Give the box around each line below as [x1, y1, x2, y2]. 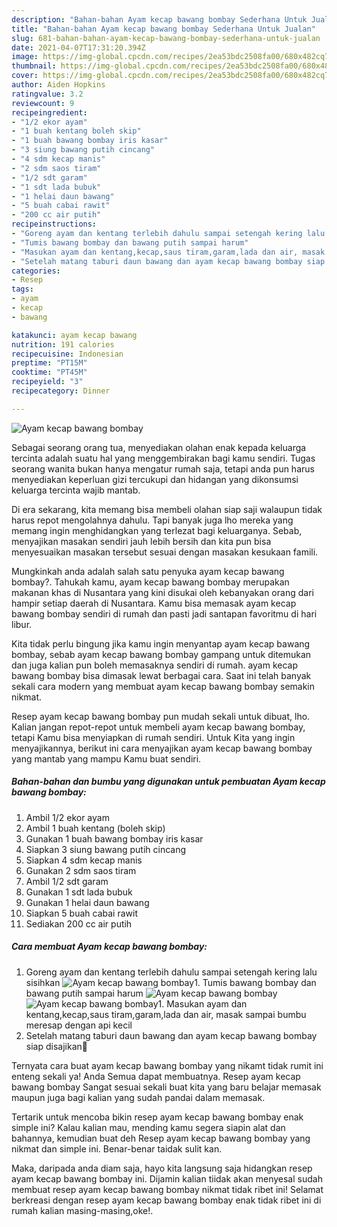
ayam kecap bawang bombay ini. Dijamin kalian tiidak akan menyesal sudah [11, 1172, 323, 1185]
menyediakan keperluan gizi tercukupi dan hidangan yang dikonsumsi [11, 473, 299, 485]
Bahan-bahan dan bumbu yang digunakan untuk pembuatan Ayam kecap [11, 776, 326, 788]
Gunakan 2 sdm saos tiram [25, 864, 137, 876]
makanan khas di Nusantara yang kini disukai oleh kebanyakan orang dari [11, 586, 314, 598]
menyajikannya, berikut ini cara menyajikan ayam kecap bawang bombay [11, 742, 313, 754]
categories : [11, 266, 61, 276]
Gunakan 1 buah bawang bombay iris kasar [25, 832, 204, 845]
